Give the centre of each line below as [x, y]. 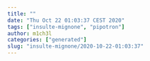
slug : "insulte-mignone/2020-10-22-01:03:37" [75, 46]
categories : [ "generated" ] [47, 40]
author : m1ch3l [30, 33]
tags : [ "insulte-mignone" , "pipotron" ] [66, 27]
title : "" [22, 14]
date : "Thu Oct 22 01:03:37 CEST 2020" [66, 20]
